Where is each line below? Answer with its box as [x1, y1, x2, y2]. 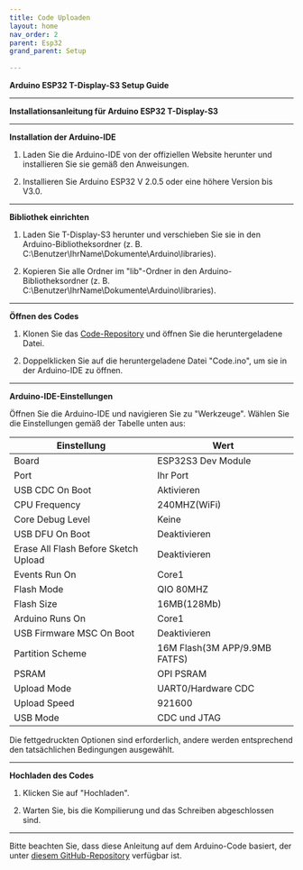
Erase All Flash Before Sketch [14, 543, 139, 554]
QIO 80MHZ [157, 583, 209, 595]
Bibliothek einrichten [9, 212, 90, 222]
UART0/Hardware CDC [157, 682, 255, 694]
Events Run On [14, 569, 77, 581]
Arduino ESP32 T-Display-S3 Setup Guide [9, 80, 170, 90]
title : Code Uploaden [9, 13, 91, 23]
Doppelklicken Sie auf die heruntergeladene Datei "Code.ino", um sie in [22, 355, 288, 366]
